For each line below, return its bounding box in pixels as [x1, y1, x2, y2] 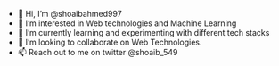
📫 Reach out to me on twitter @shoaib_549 [17, 47, 178, 57]
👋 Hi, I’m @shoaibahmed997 [17, 9, 122, 19]
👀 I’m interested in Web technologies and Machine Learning [17, 18, 237, 29]
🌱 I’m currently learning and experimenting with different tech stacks [17, 28, 270, 37]
